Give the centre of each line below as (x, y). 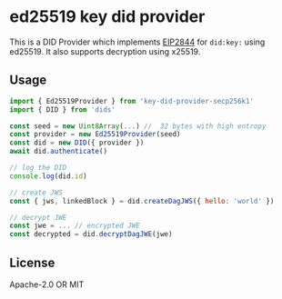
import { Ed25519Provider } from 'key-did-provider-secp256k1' (132, 101)
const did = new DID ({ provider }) (77, 143)
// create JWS (36, 193)
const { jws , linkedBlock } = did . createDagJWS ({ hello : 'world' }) (142, 201)
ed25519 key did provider (107, 17)
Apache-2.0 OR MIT (47, 284)
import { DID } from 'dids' (63, 110)
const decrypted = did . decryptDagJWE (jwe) (91, 234)
